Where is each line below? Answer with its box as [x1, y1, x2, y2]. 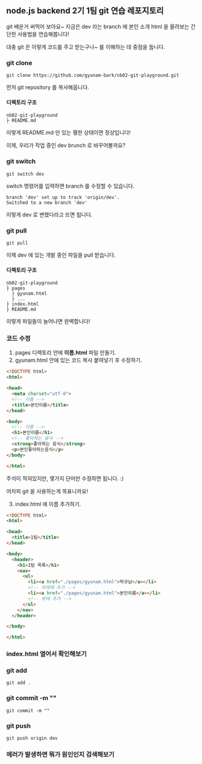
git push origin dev [6, 735, 58, 741]
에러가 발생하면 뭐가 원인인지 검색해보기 [6, 750, 115, 759]
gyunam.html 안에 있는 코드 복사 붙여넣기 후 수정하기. [14, 356, 143, 364]
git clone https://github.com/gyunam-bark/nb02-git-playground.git [6, 72, 180, 78]
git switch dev [6, 171, 45, 177]
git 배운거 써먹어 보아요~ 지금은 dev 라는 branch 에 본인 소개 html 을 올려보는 [6, 23, 190, 30]
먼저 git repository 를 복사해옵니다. [6, 84, 89, 91]
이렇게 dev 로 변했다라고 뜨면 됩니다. [6, 210, 93, 218]
